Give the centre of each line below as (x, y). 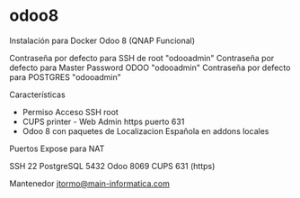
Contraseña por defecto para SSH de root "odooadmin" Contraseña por (142, 58)
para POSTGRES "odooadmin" (65, 76)
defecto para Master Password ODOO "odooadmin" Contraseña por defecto (150, 67)
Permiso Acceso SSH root (70, 112)
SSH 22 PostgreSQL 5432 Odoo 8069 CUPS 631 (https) (112, 166)
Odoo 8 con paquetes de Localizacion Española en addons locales (146, 130)
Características (37, 94)
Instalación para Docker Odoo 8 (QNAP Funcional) (102, 40)
